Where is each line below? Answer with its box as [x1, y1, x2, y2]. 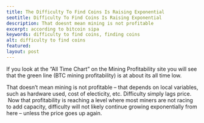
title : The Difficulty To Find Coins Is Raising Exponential [6, 9, 165, 15]
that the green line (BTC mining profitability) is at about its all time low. [6, 71, 182, 79]
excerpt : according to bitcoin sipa [6, 26, 99, 32]
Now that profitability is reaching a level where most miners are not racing [7, 96, 194, 104]
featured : [6, 43, 32, 49]
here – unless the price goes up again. [6, 109, 102, 116]
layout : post [6, 49, 40, 55]
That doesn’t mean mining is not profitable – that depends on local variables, [6, 83, 199, 91]
